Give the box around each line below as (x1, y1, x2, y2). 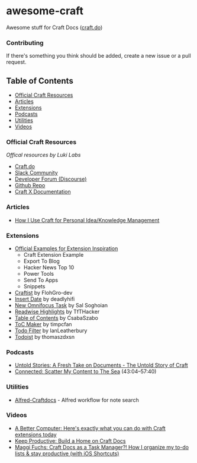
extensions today (14, 431, 57, 438)
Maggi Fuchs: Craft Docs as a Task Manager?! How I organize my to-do (14, 443, 189, 451)
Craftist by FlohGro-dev (14, 289, 73, 296)
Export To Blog (23, 257, 60, 264)
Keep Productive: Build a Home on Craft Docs (14, 437, 126, 444)
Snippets (23, 282, 46, 289)
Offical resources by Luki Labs (6, 152, 81, 159)
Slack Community (14, 169, 58, 177)
